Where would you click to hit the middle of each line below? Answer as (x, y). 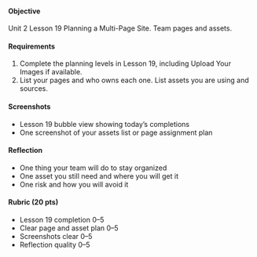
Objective (24, 11)
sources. (34, 89)
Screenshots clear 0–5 (56, 237)
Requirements (32, 46)
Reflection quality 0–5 (55, 245)
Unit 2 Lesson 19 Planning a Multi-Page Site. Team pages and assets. (120, 28)
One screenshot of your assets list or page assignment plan (116, 132)
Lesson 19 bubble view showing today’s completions (105, 124)
